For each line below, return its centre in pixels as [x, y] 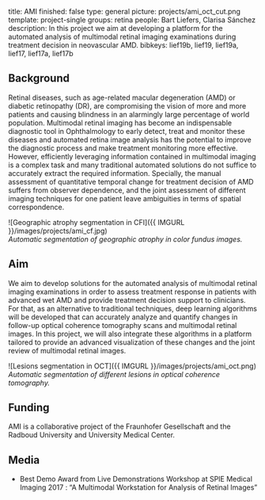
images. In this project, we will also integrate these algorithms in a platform [130, 334]
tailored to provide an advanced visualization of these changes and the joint [132, 342]
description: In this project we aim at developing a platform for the [115, 28]
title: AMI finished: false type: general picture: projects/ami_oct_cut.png [125, 11]
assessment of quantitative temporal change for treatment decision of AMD [131, 181]
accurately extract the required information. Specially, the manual [115, 173]
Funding [29, 408]
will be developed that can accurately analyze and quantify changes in [123, 317]
